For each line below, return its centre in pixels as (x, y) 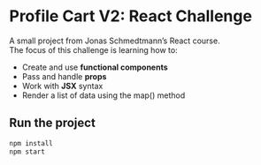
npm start (27, 152)
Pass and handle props (64, 76)
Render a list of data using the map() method (104, 95)
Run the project (52, 123)
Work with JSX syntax (62, 86)
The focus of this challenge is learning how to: (94, 49)
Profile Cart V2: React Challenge (130, 16)
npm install (31, 143)
